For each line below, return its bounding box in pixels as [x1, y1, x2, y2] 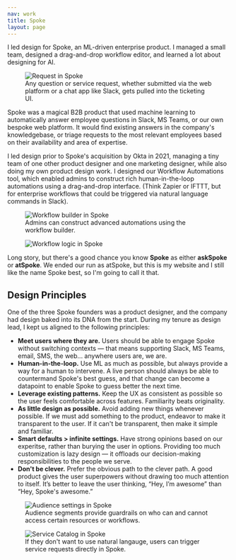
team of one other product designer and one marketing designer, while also [7, 159, 228, 168]
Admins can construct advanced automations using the [25, 218, 186, 227]
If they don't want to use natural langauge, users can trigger [25, 537, 200, 546]
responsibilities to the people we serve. [17, 457, 132, 466]
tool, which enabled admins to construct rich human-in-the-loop [7, 174, 194, 183]
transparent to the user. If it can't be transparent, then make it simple [17, 420, 218, 428]
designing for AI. [7, 58, 56, 67]
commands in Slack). [7, 197, 69, 206]
